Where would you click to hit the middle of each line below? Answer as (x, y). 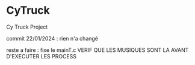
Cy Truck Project (27, 27)
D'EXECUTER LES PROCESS (42, 56)
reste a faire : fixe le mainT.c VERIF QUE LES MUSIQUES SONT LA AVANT (97, 50)
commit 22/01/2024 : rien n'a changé (52, 38)
